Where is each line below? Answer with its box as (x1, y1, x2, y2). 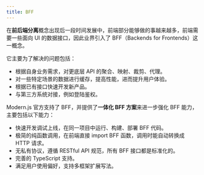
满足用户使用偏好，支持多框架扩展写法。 (15, 162, 117, 170)
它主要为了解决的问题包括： (6, 54, 76, 62)
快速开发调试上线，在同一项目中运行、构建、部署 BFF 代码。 (15, 124, 167, 131)
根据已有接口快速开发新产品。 (15, 83, 90, 90)
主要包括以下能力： (6, 111, 55, 118)
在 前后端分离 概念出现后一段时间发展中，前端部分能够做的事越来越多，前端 (6, 26, 193, 34)
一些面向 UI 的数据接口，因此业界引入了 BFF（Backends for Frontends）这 (11, 34, 199, 41)
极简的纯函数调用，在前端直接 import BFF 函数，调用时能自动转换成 (15, 132, 185, 139)
